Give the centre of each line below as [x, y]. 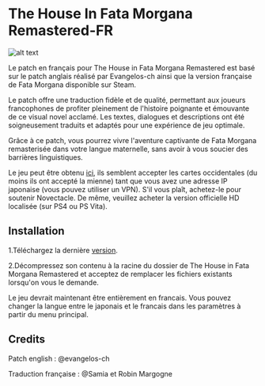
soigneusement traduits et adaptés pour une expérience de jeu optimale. [127, 125]
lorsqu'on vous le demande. [53, 282]
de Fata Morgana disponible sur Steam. [72, 85]
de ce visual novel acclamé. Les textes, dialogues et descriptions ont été [127, 116]
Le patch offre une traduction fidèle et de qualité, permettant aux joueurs [127, 100]
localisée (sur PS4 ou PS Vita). [58, 206]
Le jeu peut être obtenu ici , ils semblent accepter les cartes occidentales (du [133, 172]
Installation [36, 231]
